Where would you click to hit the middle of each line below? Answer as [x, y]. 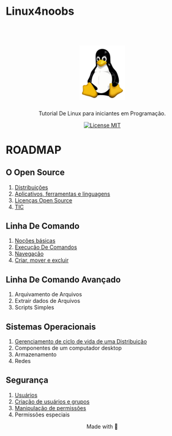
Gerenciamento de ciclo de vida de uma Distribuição [81, 341]
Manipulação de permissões [50, 408]
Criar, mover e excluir [42, 260]
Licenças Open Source [43, 200]
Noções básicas [35, 241]
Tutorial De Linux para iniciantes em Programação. [102, 113]
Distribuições [31, 187]
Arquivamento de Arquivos [48, 294]
